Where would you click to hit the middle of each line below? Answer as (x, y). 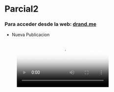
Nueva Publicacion (31, 35)
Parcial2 (22, 9)
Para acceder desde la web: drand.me (50, 24)
